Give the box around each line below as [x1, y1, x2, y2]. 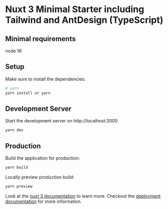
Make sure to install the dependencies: [5, 76, 86, 82]
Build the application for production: [5, 155, 80, 161]
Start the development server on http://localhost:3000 [5, 118, 118, 124]
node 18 [5, 48, 22, 54]
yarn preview [5, 184, 33, 189]
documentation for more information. [5, 198, 82, 204]
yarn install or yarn [5, 90, 51, 96]
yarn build [5, 165, 28, 170]
